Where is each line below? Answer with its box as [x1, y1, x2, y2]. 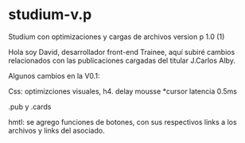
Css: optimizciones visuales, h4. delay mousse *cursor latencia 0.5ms [8, 86, 237, 96]
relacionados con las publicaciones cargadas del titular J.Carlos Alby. [8, 56, 236, 65]
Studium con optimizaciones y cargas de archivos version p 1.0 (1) [8, 32, 225, 41]
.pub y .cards [8, 102, 52, 111]
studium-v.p [8, 6, 92, 24]
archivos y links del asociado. [8, 126, 105, 135]
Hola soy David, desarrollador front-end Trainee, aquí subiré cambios [8, 47, 235, 56]
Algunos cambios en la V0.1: [8, 71, 100, 80]
